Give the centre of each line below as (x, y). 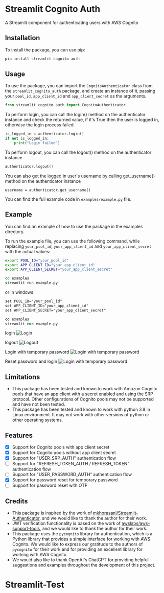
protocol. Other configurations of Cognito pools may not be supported (83, 399)
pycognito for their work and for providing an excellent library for (77, 549)
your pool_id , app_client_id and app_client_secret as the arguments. (76, 96)
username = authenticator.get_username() (48, 190)
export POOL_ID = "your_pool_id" (37, 261)
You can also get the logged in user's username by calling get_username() (80, 176)
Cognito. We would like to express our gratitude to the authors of (77, 544)
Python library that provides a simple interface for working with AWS (81, 539)
